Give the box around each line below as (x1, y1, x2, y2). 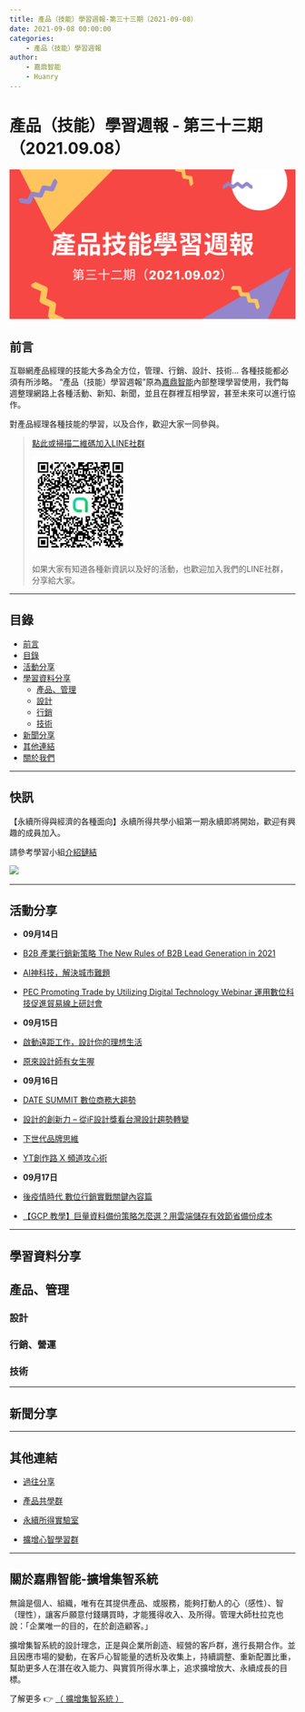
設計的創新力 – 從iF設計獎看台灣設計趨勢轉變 (22, 1114, 190, 1125)
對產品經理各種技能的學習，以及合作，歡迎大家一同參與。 (9, 418, 224, 429)
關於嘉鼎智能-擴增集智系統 (9, 1572, 159, 1587)
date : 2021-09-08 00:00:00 (9, 24, 112, 34)
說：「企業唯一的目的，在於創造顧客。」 (9, 1620, 152, 1631)
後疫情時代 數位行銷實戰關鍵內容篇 (22, 1192, 152, 1203)
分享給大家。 (31, 574, 80, 586)
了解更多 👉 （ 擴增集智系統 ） (9, 1693, 124, 1704)
